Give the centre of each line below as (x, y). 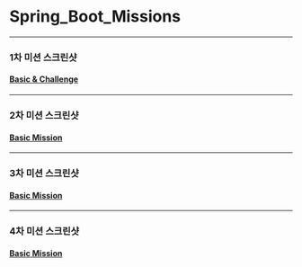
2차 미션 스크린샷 (44, 115)
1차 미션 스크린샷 (44, 58)
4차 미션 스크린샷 (44, 231)
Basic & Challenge (44, 79)
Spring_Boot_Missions (95, 17)
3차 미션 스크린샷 (44, 174)
